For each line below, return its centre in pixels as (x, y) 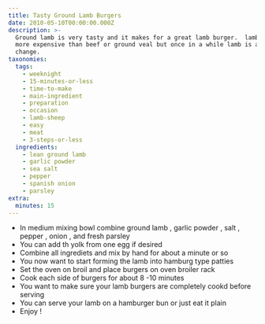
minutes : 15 (35, 205)
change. (28, 52)
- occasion (40, 111)
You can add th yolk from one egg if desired (91, 245)
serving (32, 295)
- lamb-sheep (44, 118)
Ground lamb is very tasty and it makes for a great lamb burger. (127, 37)
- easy (33, 125)
